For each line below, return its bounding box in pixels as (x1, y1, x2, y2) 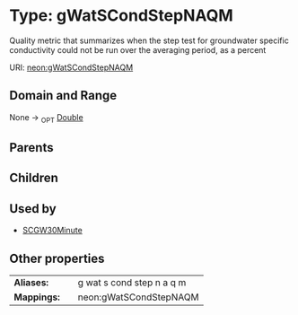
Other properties (9, 250, 105, 266)
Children (9, 171, 58, 186)
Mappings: (13, 291, 61, 303)
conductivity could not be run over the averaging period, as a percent (9, 44, 267, 55)
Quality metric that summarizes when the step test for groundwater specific (9, 35, 289, 46)
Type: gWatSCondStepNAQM (9, 5, 233, 26)
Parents (9, 140, 54, 155)
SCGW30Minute (22, 225, 83, 236)
